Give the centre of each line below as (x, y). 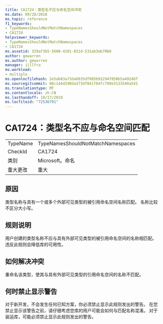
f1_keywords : (19, 24)
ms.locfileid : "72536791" (32, 102)
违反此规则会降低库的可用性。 (35, 244)
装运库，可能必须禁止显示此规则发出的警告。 (51, 317)
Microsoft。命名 (56, 161)
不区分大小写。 (20, 208)
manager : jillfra (23, 65)
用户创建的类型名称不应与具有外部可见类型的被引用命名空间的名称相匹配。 (81, 238)
